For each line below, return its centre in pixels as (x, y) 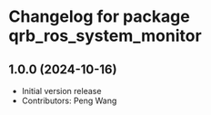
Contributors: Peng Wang (69, 101)
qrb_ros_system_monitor (105, 36)
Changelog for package (99, 17)
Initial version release (61, 91)
